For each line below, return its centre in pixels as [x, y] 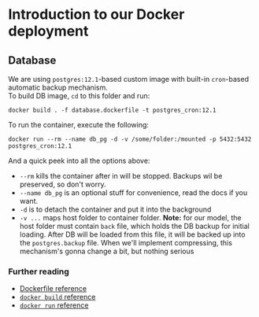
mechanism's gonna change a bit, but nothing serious [107, 251]
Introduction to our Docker [96, 15]
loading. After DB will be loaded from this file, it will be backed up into [132, 234]
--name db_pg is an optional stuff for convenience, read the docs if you [133, 193]
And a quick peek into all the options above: [79, 160]
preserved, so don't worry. [63, 184]
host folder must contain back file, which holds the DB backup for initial [134, 226]
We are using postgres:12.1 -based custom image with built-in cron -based [129, 79]
